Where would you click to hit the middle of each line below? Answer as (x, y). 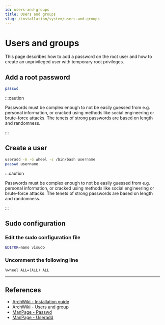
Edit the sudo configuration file (43, 237)
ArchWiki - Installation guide (41, 302)
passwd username (22, 164)
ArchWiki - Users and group (40, 307)
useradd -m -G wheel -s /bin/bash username (50, 159)
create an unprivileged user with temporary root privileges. (65, 62)
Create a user (26, 148)
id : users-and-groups (27, 10)
